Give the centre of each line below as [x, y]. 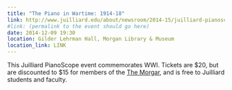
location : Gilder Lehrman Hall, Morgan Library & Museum [91, 39]
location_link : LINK [37, 45]
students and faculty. [37, 79]
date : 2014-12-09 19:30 [41, 33]
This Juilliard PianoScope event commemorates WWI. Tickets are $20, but [113, 65]
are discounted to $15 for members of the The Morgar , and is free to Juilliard [116, 72]
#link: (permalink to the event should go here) [78, 26]
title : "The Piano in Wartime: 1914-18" [66, 13]
